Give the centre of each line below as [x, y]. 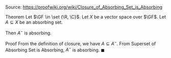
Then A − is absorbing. [29, 33]
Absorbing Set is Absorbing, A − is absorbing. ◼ [55, 49]
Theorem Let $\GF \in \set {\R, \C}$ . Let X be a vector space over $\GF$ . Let [86, 17]
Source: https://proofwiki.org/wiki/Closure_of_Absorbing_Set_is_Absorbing [84, 7]
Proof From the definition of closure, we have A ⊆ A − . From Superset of [81, 43]
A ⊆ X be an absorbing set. [34, 22]
